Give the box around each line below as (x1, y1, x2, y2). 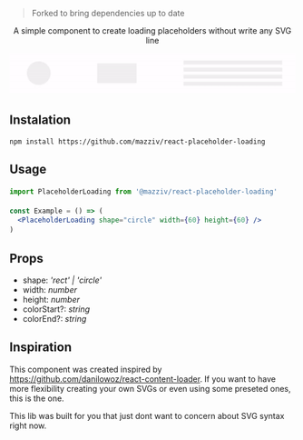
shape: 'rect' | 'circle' (22, 275, 103, 285)
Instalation (9, 112, 71, 127)
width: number (22, 285, 78, 295)
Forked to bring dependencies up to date (31, 8, 185, 18)
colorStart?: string (22, 304, 91, 315)
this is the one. (9, 393, 65, 404)
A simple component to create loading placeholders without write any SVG (13, 25, 292, 35)
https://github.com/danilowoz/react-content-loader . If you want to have (9, 373, 277, 385)
